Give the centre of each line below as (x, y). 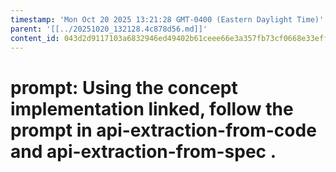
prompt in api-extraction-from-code (163, 130)
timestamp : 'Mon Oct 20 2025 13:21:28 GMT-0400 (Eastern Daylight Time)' (167, 19)
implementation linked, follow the (152, 108)
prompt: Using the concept (124, 87)
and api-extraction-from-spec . (143, 151)
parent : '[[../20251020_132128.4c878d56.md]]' (109, 29)
